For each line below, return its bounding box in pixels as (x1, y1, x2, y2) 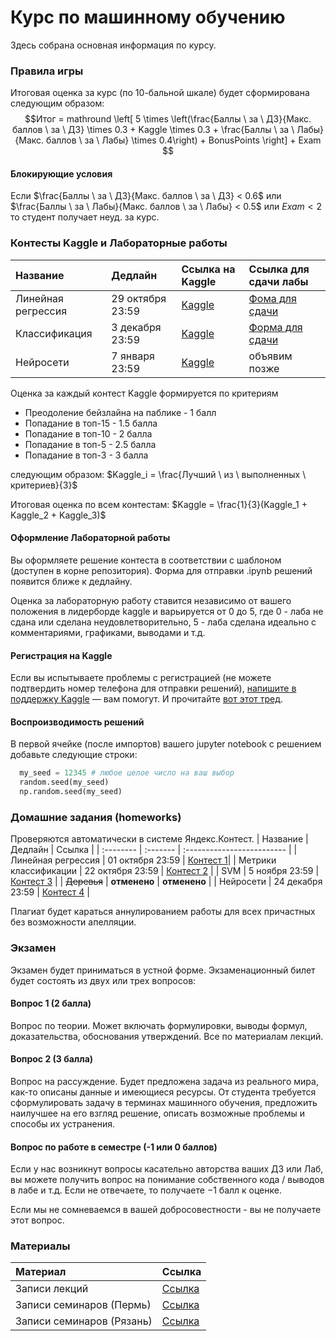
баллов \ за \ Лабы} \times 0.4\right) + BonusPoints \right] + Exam (46, 134, 322, 146)
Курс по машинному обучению (10, 6, 286, 29)
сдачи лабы (248, 274, 309, 288)
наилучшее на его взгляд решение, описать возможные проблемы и (10, 1107, 305, 1119)
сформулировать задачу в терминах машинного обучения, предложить (10, 1096, 318, 1108)
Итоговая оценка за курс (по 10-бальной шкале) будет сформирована (10, 87, 310, 99)
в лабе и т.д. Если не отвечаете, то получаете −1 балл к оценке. (10, 1184, 282, 1196)
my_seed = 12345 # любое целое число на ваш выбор (19, 768, 235, 778)
